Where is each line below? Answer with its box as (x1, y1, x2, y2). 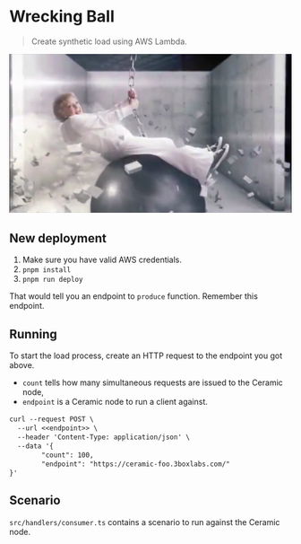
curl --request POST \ (9, 415, 94, 424)
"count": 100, (41, 451, 94, 460)
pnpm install (21, 266, 72, 275)
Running (9, 326, 58, 342)
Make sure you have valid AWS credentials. (21, 254, 182, 266)
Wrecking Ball (9, 6, 115, 27)
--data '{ (17, 442, 54, 451)
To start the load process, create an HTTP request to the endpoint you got (9, 350, 283, 361)
